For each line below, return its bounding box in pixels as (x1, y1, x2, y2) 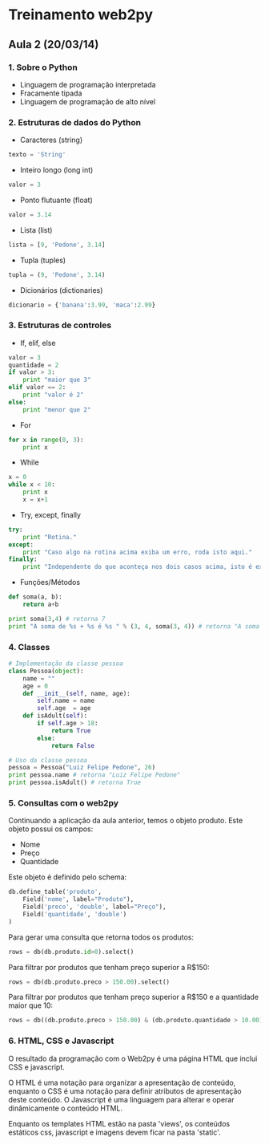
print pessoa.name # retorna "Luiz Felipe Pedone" (8, 771, 181, 779)
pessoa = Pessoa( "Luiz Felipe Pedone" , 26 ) (8, 764, 156, 772)
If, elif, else (19, 338, 56, 347)
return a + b (22, 600, 59, 609)
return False (50, 741, 94, 749)
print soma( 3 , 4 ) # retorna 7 (8, 615, 106, 623)
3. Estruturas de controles (8, 319, 112, 331)
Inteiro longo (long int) (19, 165, 94, 175)
